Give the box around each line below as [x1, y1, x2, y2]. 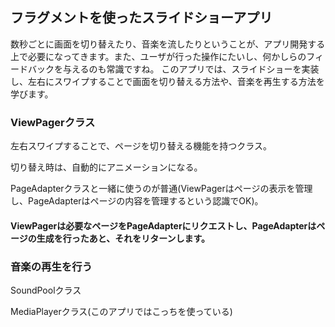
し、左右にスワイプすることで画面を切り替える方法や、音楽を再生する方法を [10, 75, 325, 87]
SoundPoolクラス [10, 284, 82, 296]
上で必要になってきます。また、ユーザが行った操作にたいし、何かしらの [10, 50, 307, 62]
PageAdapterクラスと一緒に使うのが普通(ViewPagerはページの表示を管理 [10, 183, 313, 195]
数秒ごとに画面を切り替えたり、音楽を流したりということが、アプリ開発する [10, 38, 326, 50]
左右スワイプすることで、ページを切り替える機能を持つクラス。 [10, 140, 273, 152]
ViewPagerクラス [10, 115, 96, 129]
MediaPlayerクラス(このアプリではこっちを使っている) [10, 306, 233, 317]
